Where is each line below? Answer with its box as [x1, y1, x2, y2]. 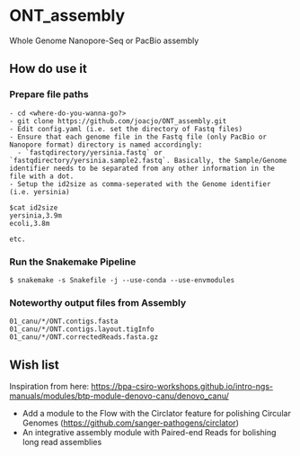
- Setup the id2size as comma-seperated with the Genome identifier [9, 179, 271, 189]
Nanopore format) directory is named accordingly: [9, 140, 203, 149]
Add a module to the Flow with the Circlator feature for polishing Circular [22, 408, 292, 419]
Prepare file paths [9, 88, 89, 101]
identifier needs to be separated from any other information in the [9, 164, 276, 173]
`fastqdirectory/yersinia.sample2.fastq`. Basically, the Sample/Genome [9, 156, 287, 165]
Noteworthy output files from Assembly [9, 296, 187, 308]
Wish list [9, 357, 60, 372]
